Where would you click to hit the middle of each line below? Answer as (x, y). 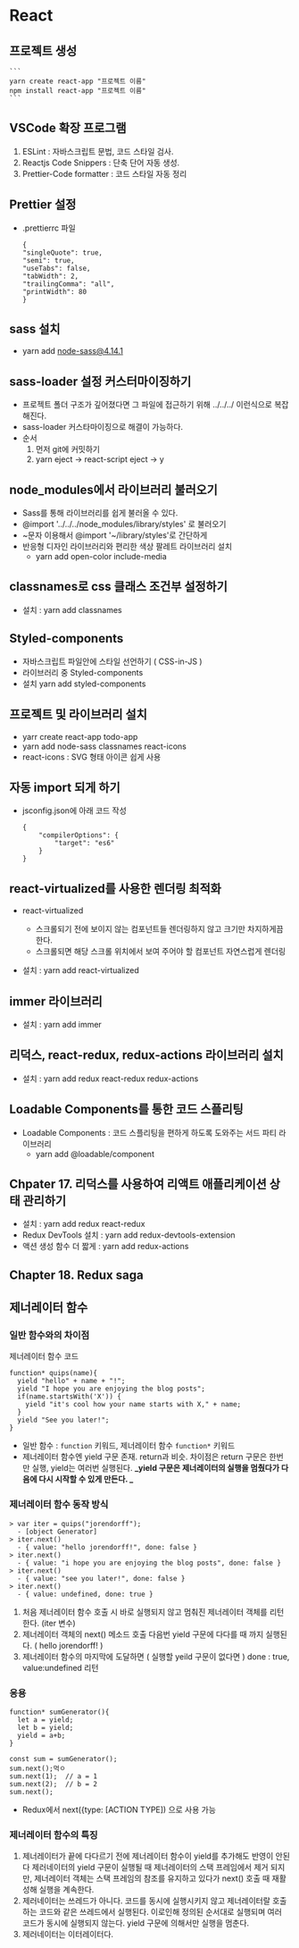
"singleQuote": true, (62, 252)
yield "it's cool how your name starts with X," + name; (133, 1405)
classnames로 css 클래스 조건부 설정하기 (118, 587)
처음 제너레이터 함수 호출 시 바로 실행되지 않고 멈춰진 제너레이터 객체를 (145, 1612)
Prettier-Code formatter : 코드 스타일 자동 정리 (104, 173)
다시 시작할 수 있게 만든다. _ (86, 1479)
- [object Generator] (58, 1532)
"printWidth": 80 (54, 291)
